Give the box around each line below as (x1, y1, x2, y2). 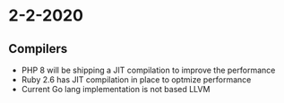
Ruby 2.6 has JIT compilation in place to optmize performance (21, 74, 252, 85)
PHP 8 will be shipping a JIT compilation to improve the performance (21, 64, 276, 75)
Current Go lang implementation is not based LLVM (21, 84, 211, 94)
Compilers (8, 41, 68, 56)
